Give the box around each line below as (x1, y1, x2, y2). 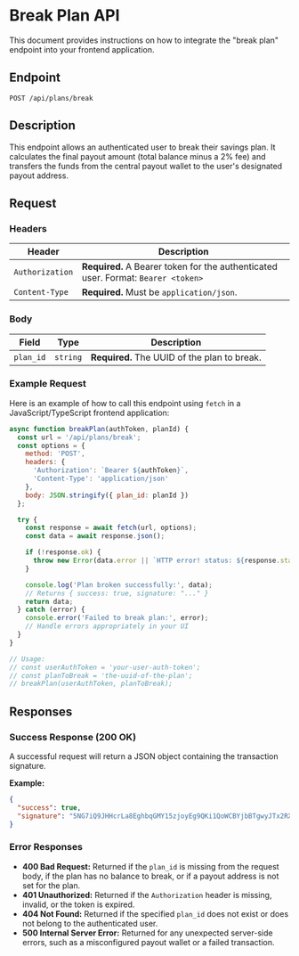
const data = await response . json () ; (25, 532, 166, 541)
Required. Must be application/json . (81, 286, 238, 298)
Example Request (9, 378, 86, 390)
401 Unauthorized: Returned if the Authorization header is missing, (21, 889, 272, 900)
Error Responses (9, 841, 83, 854)
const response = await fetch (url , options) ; (25, 523, 198, 533)
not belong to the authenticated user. (21, 918, 158, 928)
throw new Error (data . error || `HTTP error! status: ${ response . (32, 556, 280, 566)
